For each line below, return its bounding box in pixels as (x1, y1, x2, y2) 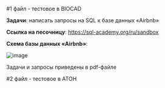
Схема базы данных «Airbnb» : (6, 40, 88, 47)
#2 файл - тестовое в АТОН (6, 75, 77, 82)
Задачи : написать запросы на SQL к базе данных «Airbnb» (6, 17, 160, 24)
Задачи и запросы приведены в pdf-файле (6, 63, 117, 71)
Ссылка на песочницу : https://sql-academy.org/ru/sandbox (6, 28, 159, 36)
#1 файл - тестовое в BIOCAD (6, 5, 82, 12)
